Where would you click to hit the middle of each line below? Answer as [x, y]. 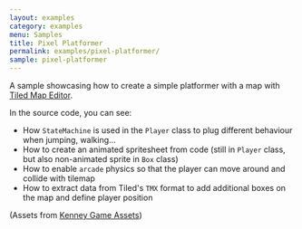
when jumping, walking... [69, 140]
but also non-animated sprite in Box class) [100, 159]
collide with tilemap [58, 178]
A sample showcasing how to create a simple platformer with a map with [145, 86]
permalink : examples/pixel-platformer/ [85, 52]
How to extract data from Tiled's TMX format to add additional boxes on [154, 188]
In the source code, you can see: [71, 113]
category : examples [46, 26]
